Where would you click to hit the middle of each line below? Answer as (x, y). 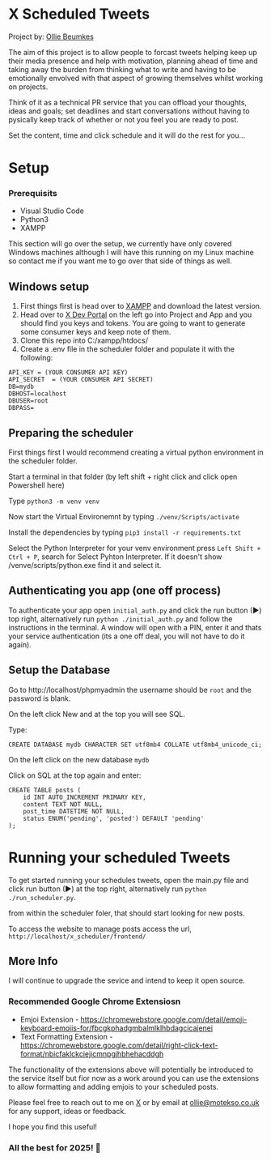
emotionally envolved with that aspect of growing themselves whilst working (136, 78)
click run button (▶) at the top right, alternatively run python (108, 889)
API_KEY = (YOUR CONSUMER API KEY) (68, 373)
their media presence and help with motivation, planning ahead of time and (133, 61)
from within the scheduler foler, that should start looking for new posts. (127, 913)
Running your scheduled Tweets (119, 858)
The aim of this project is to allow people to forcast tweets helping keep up (133, 52)
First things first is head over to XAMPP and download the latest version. (141, 306)
